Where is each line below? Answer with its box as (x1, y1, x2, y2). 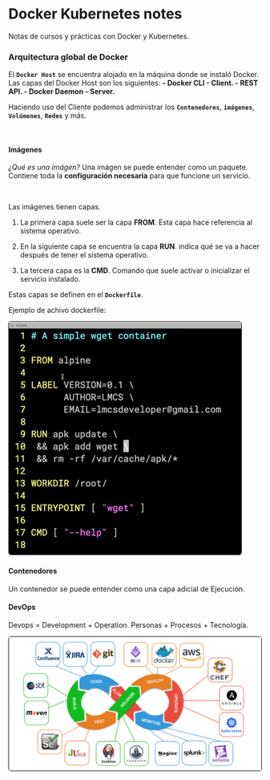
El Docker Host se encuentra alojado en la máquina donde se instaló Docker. (8, 70, 259, 79)
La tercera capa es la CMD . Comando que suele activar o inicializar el (19, 266, 250, 275)
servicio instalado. (19, 274, 81, 284)
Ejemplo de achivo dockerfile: (8, 306, 107, 315)
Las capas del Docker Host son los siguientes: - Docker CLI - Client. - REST (8, 78, 259, 88)
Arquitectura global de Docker (8, 51, 128, 63)
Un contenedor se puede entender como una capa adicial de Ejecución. (8, 583, 246, 594)
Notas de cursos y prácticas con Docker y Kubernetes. (8, 31, 190, 41)
